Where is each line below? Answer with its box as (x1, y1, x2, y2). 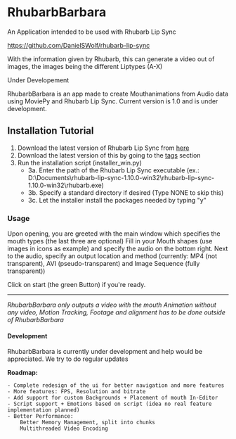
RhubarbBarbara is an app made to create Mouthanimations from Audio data (7, 89, 229, 98)
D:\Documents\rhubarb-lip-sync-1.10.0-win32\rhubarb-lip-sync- (27, 173, 215, 182)
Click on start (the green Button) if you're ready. (7, 281, 146, 289)
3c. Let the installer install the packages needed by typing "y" (27, 196, 207, 204)
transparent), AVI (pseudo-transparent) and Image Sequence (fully (7, 260, 200, 268)
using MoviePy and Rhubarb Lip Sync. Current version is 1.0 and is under (7, 96, 218, 106)
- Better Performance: (7, 413, 74, 420)
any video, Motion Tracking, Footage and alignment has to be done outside (7, 308, 226, 317)
